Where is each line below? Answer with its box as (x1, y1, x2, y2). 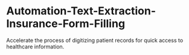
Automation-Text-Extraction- (6, 4, 156, 18)
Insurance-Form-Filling (6, 17, 126, 30)
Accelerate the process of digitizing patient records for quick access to (6, 36, 184, 44)
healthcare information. (6, 43, 65, 50)
